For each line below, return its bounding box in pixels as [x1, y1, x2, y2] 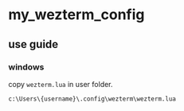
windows [8, 61, 45, 73]
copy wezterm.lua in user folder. [8, 79, 113, 89]
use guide [8, 38, 59, 51]
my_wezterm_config [8, 6, 145, 24]
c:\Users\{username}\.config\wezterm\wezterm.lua [8, 94, 177, 103]
